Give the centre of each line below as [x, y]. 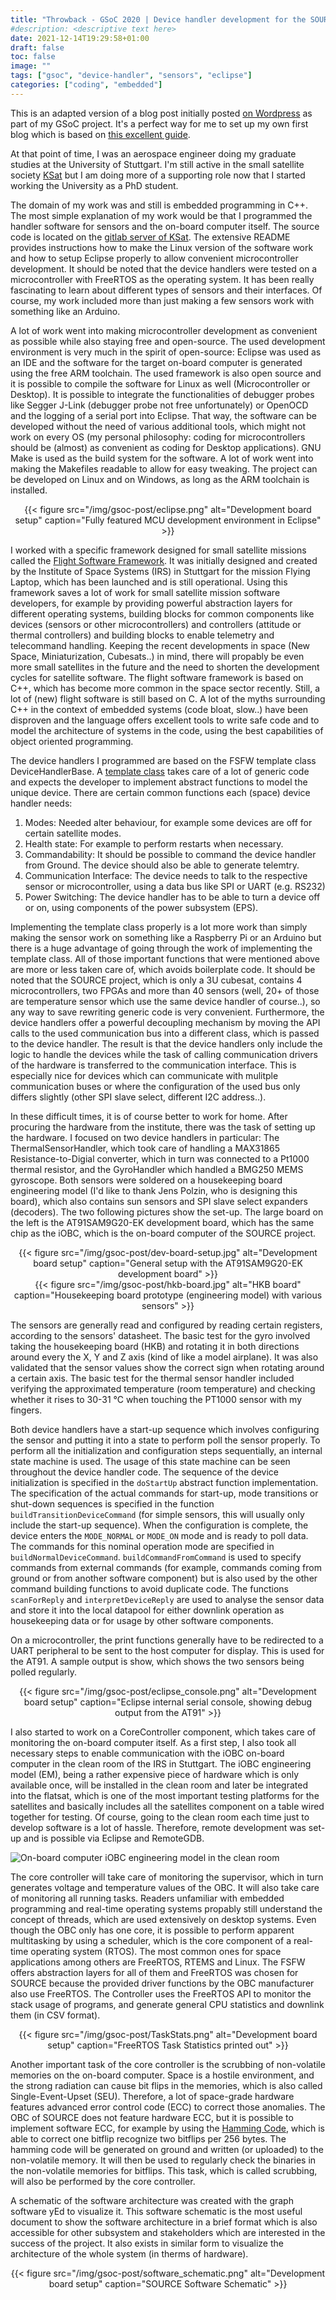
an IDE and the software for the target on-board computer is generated [156, 362]
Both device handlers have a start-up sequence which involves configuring [165, 1429]
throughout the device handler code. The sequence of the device [144, 1472]
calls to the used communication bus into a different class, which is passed [165, 1033]
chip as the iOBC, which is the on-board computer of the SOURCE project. [163, 1233]
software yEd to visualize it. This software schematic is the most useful [156, 2211]
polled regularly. [43, 1672]
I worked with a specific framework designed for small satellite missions [158, 550]
